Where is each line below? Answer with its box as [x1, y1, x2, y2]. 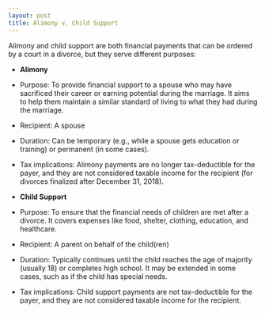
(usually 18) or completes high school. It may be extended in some [19, 263, 236, 273]
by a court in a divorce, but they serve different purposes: [8, 49, 196, 59]
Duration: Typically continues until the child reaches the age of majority [19, 254, 253, 264]
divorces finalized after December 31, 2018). [19, 176, 165, 186]
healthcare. [19, 223, 57, 234]
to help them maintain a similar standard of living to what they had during [19, 97, 258, 106]
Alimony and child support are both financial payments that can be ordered [8, 40, 253, 50]
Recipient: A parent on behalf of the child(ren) [19, 239, 170, 249]
